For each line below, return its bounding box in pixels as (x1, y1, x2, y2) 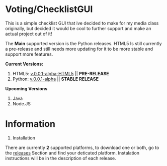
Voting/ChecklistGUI (5, 4, 93, 15)
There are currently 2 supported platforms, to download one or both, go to (5, 144, 159, 150)
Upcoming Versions (5, 85, 48, 91)
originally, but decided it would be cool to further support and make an (5, 25, 152, 31)
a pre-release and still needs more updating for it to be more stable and (5, 46, 153, 52)
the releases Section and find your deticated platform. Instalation (5, 149, 140, 156)
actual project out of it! (5, 31, 52, 37)
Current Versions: (5, 61, 44, 67)
